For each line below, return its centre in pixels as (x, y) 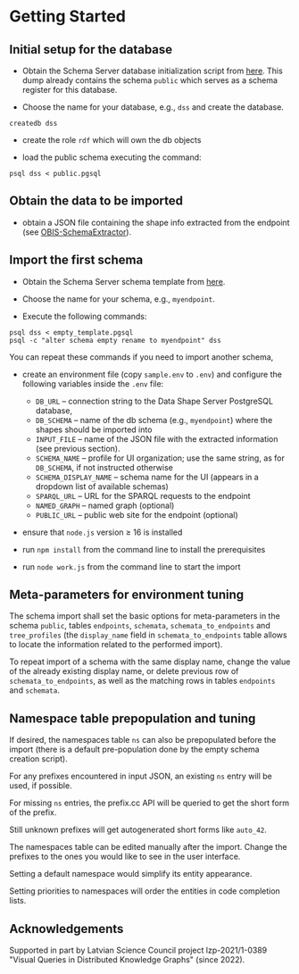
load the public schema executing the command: (112, 157)
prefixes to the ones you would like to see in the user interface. (125, 857)
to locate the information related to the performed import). (116, 645)
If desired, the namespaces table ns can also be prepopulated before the (143, 740)
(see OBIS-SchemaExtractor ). (77, 232)
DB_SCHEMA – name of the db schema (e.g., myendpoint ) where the (154, 420)
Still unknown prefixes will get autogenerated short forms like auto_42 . (138, 830)
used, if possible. (41, 786)
